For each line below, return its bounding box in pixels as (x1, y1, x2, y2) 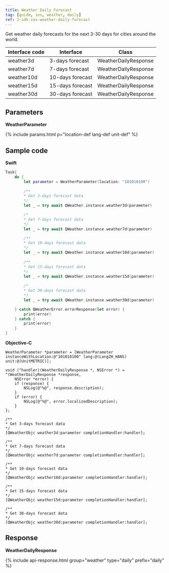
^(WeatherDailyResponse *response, (5, 372, 81, 377)
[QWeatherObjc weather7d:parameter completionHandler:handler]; (5, 453, 145, 458)
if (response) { (14, 381, 50, 386)
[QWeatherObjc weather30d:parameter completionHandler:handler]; (5, 520, 147, 525)
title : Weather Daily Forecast (5, 7, 72, 13)
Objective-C (5, 340, 32, 346)
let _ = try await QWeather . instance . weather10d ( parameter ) (24, 250, 155, 255)
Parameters (5, 108, 44, 117)
